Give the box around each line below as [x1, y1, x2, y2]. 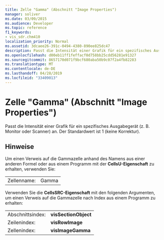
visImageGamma [50, 227, 91, 234]
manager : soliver [5, 12, 41, 17]
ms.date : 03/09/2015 [5, 16, 47, 21]
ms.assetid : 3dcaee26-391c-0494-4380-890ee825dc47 [5, 44, 110, 48]
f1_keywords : [5, 30, 32, 35]
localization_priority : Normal [5, 39, 69, 44]
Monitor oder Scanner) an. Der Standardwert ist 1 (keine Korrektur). [5, 128, 141, 134]
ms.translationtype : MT [5, 62, 54, 67]
